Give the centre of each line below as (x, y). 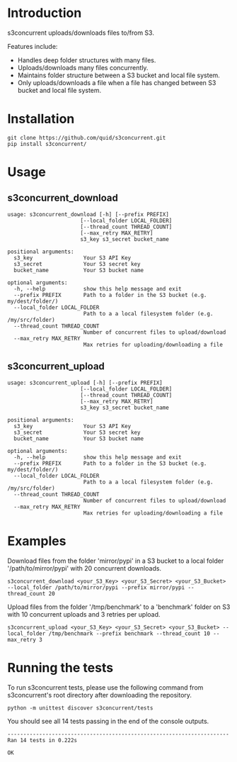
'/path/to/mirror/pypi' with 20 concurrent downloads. (84, 568)
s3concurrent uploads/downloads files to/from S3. (81, 33)
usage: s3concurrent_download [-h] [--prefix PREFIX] (88, 214)
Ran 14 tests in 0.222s (42, 740)
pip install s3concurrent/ (47, 144)
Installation (41, 119)
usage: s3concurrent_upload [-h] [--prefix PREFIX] (85, 383)
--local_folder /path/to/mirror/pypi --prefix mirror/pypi (96, 587)
